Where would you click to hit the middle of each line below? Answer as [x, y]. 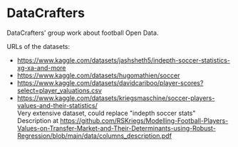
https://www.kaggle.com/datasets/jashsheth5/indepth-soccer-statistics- [124, 60]
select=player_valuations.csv [59, 90]
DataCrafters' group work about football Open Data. [83, 33]
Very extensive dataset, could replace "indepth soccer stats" [106, 113]
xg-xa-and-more [41, 67]
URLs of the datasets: [38, 46]
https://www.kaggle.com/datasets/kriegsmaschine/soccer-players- [116, 98]
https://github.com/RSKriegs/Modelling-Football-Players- [144, 120]
